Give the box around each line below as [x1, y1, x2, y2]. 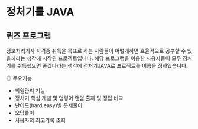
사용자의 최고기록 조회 [14, 117, 66, 124]
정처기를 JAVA [6, 5, 74, 19]
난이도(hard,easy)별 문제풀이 [14, 102, 83, 109]
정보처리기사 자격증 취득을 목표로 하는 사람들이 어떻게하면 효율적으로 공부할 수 [6, 48, 186, 54]
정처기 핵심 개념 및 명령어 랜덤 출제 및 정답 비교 [14, 95, 124, 101]
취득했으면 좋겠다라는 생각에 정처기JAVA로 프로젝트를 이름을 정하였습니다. [17, 62, 188, 69]
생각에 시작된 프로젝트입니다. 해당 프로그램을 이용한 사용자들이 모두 [26, 55, 181, 62]
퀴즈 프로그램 [6, 31, 51, 41]
